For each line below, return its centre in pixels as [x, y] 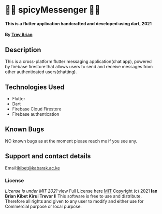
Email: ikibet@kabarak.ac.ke [33, 168]
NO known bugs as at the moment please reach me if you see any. [71, 141]
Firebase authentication [36, 114]
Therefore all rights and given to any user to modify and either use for [74, 201]
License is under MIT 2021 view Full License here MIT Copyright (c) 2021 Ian [81, 191]
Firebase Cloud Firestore [37, 109]
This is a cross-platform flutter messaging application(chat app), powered [79, 61]
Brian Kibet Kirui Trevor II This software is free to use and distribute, [73, 196]
